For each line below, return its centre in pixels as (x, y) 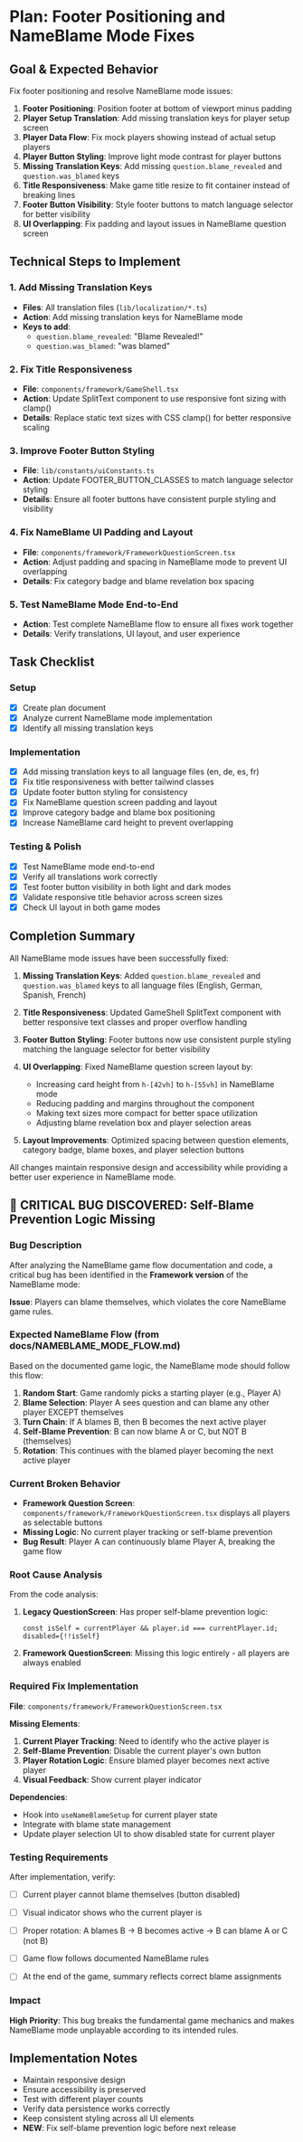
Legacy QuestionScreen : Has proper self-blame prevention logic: (145, 1612)
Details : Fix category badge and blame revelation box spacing (138, 581)
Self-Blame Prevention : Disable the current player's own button (142, 1750)
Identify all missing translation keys (88, 728)
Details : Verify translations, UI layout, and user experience (131, 633)
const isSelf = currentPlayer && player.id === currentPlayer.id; (150, 1629)
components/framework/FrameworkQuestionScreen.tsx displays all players (156, 1513)
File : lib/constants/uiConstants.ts (89, 470)
